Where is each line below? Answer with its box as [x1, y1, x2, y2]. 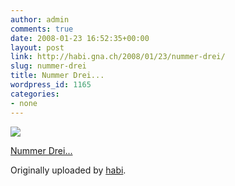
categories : [10, 89, 60, 99]
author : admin [10, 14, 70, 25]
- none [10, 98, 38, 108]
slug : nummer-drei [10, 61, 87, 71]
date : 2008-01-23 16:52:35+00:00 [10, 33, 150, 43]
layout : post [10, 42, 65, 53]
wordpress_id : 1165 [10, 80, 92, 90]
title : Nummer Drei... [10, 71, 105, 81]
